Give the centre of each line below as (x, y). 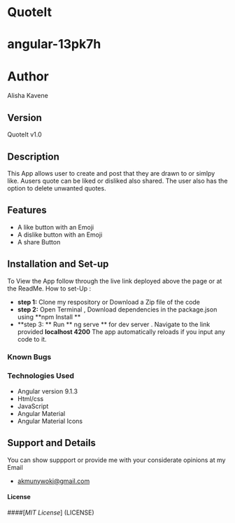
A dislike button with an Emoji (60, 235)
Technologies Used (41, 376)
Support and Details (52, 443)
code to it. (32, 339)
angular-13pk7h (54, 44)
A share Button (39, 242)
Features (27, 210)
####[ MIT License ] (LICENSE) (51, 512)
